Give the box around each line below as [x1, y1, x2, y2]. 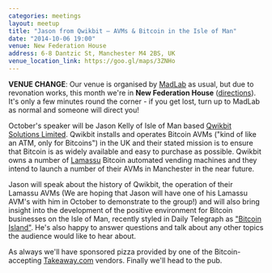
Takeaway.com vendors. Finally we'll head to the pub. [43, 255, 223, 265]
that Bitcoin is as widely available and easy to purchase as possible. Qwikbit [8, 147, 261, 156]
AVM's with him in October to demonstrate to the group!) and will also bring [8, 196, 261, 207]
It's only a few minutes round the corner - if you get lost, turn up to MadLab [8, 96, 261, 106]
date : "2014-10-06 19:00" [8, 34, 96, 43]
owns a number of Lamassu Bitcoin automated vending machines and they [8, 155, 257, 164]
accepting [8, 255, 42, 265]
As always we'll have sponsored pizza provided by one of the [8, 246, 213, 256]
